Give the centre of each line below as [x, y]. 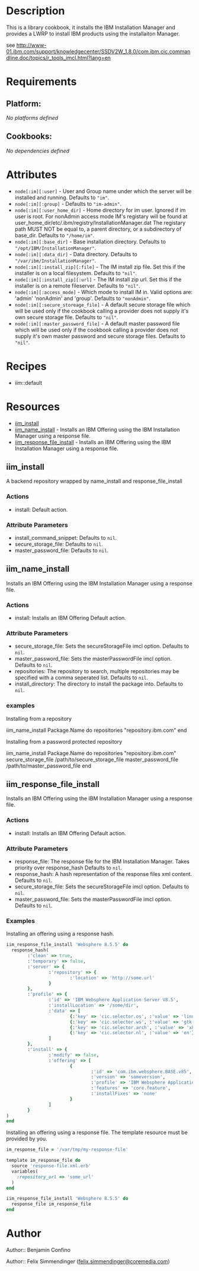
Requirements [41, 82]
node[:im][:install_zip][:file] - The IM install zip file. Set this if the [100, 267]
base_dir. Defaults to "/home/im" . [54, 235]
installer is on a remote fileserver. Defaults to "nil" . [77, 285]
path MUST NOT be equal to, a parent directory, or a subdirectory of [98, 229]
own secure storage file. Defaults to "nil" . [66, 317]
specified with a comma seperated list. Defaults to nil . [81, 678]
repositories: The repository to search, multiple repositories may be [97, 671]
